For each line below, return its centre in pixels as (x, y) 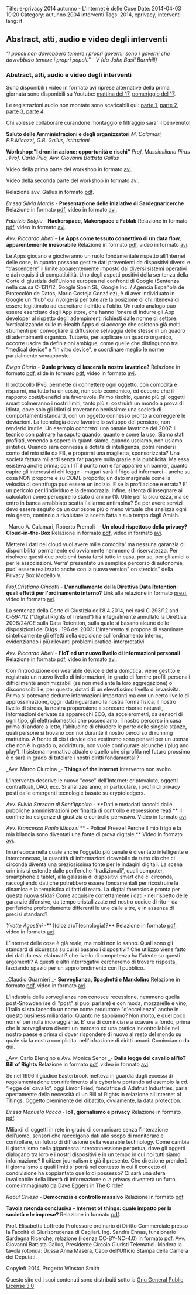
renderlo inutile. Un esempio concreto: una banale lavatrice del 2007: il (91, 428)
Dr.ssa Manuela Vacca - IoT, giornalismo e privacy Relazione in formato (94, 1112)
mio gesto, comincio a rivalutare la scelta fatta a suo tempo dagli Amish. (93, 516)
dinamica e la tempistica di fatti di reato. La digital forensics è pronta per (93, 890)
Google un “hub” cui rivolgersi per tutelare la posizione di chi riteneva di (93, 300)
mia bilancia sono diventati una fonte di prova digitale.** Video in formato (94, 834)
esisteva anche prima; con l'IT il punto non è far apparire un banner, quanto (97, 466)
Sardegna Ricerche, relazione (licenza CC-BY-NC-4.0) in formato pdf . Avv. (96, 1238)
